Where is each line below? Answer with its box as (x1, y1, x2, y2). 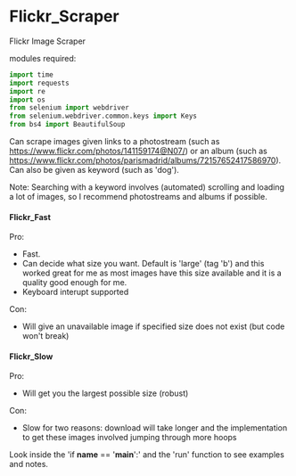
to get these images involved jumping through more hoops (21, 432, 237, 443)
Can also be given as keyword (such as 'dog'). (9, 165, 180, 176)
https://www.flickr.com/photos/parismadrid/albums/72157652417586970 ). (9, 155, 282, 166)
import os (9, 95, 46, 104)
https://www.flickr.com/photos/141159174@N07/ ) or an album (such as (9, 145, 267, 157)
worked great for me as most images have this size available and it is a (21, 267, 283, 278)
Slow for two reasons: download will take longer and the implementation (21, 423, 288, 433)
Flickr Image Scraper (9, 36, 86, 46)
